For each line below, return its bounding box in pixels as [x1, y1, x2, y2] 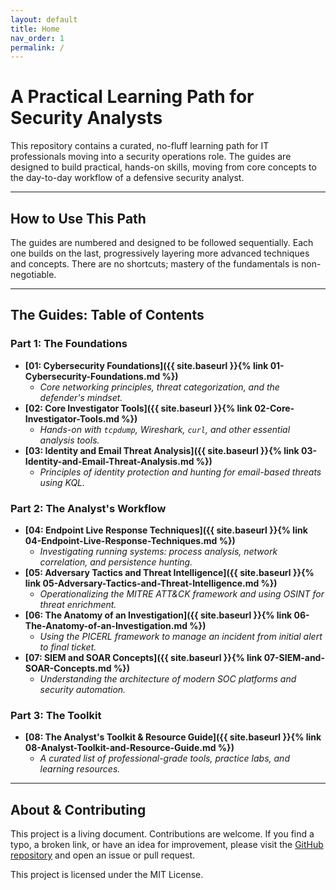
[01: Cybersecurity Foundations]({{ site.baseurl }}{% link [24, 359, 269, 371]
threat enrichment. [39, 598, 117, 610]
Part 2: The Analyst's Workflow [10, 501, 167, 515]
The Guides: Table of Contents [10, 307, 205, 324]
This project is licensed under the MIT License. [10, 869, 204, 881]
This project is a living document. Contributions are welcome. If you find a [10, 828, 315, 840]
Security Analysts [10, 107, 163, 130]
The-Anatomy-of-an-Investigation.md [24, 619, 188, 631]
